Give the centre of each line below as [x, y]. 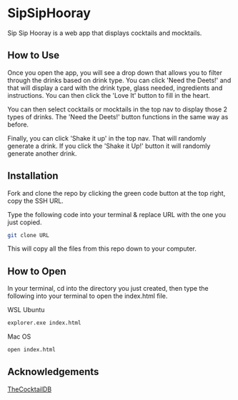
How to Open [37, 271]
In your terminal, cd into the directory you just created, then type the [108, 289]
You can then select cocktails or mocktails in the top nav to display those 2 [117, 109]
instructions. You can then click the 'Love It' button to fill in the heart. [109, 95]
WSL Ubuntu [26, 310]
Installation [33, 176]
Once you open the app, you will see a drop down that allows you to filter [115, 72]
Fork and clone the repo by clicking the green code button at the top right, [116, 193]
